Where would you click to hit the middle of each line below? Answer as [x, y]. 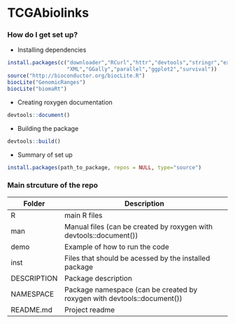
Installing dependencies [52, 50]
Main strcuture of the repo [53, 185]
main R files [83, 215]
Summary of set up [45, 155]
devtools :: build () [34, 141]
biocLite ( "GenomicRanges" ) [47, 83]
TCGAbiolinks [48, 13]
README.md [31, 309]
